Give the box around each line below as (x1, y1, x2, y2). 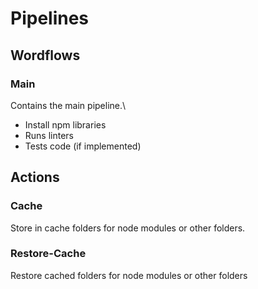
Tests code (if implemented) (24, 140, 142, 152)
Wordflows (10, 47, 81, 64)
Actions (10, 169, 60, 186)
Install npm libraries (24, 118, 107, 131)
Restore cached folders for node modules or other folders (10, 269, 248, 281)
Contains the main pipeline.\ (10, 99, 127, 111)
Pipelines (10, 7, 90, 30)
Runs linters (24, 129, 75, 141)
